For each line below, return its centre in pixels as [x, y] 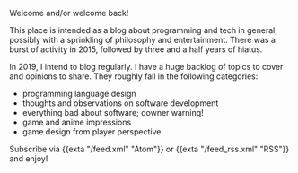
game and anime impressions [77, 122]
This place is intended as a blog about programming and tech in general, [144, 30]
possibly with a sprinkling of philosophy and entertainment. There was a [143, 40]
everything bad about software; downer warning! [113, 112]
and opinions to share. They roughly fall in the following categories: [134, 76]
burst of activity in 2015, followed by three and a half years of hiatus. [136, 49]
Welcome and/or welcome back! [69, 13]
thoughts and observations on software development [120, 103]
